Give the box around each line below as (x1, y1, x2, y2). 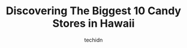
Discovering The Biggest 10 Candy (5, 4, 182, 18)
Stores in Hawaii (52, 17, 135, 30)
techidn (84, 36, 103, 43)
